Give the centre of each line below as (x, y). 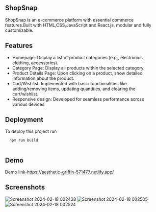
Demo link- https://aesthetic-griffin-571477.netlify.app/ (60, 172)
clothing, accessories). (35, 63)
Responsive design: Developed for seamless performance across (78, 99)
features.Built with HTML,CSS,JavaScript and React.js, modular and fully (78, 25)
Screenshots (25, 187)
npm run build (24, 141)
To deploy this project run (31, 131)
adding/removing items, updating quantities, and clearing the (74, 89)
